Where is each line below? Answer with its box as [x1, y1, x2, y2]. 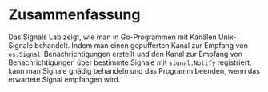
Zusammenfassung [8, 6, 141, 24]
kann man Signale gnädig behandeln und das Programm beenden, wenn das [8, 66, 260, 75]
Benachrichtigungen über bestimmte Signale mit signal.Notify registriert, [8, 58, 252, 67]
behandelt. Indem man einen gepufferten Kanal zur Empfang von [34, 40, 248, 50]
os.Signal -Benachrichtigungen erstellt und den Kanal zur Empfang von [8, 49, 242, 58]
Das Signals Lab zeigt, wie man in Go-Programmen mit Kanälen [8, 32, 218, 42]
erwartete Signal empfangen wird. [8, 74, 121, 84]
